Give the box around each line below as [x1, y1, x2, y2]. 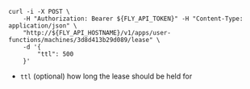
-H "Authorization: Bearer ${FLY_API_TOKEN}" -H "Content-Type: [23, 15, 244, 23]
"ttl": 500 [37, 50, 74, 58]
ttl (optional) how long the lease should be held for [19, 71, 193, 81]
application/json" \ [8, 22, 78, 30]
